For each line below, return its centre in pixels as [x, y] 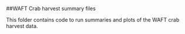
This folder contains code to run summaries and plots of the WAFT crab [93, 20]
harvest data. [22, 26]
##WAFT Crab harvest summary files [51, 8]
